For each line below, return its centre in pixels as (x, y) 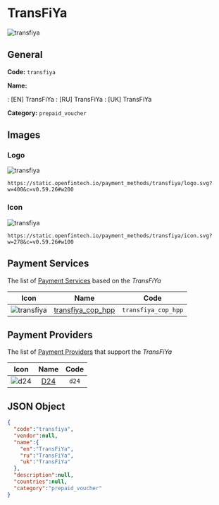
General (25, 55)
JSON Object (36, 406)
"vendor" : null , (36, 436)
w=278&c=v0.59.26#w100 (40, 242)
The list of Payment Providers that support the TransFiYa (90, 352)
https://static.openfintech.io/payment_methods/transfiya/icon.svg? (110, 236)
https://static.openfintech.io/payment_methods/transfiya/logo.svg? (110, 184)
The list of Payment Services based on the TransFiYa (85, 280)
